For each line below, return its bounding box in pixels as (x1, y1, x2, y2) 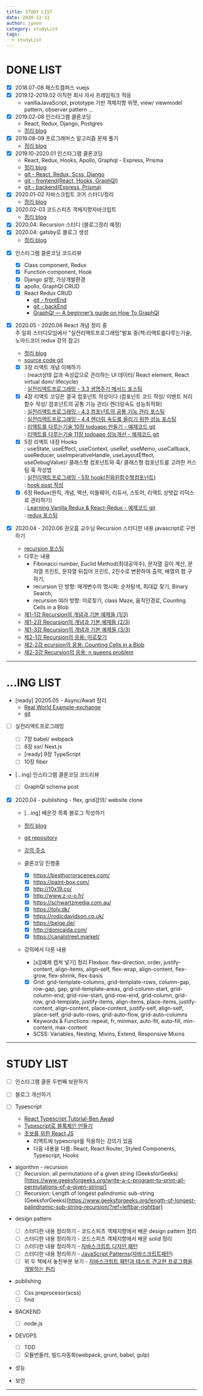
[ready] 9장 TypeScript (24, 750, 81, 758)
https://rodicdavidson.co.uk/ (33, 912, 104, 919)
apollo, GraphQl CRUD (24, 282, 80, 289)
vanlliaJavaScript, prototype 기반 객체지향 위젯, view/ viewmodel (24, 99, 182, 107)
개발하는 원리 (24, 1265, 56, 1272)
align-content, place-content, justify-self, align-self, (55, 1005, 184, 1012)
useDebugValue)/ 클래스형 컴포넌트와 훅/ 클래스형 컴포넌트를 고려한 (24, 458, 185, 466)
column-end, (33, 991, 65, 999)
